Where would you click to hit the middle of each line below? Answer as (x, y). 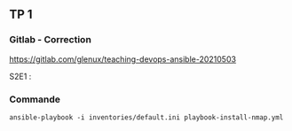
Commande (35, 99)
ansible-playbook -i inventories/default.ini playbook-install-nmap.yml (146, 117)
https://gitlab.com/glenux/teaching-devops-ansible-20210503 (123, 59)
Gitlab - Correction (50, 40)
